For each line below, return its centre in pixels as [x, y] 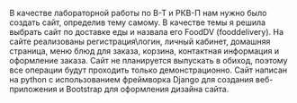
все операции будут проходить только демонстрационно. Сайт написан [148, 70]
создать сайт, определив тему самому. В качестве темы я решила [138, 22]
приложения [33, 89]
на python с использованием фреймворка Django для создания [131, 79]
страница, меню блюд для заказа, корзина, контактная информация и [144, 51]
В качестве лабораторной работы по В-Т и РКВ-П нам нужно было [138, 13]
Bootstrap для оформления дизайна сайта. [148, 89]
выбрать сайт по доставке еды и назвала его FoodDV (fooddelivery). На [147, 32]
